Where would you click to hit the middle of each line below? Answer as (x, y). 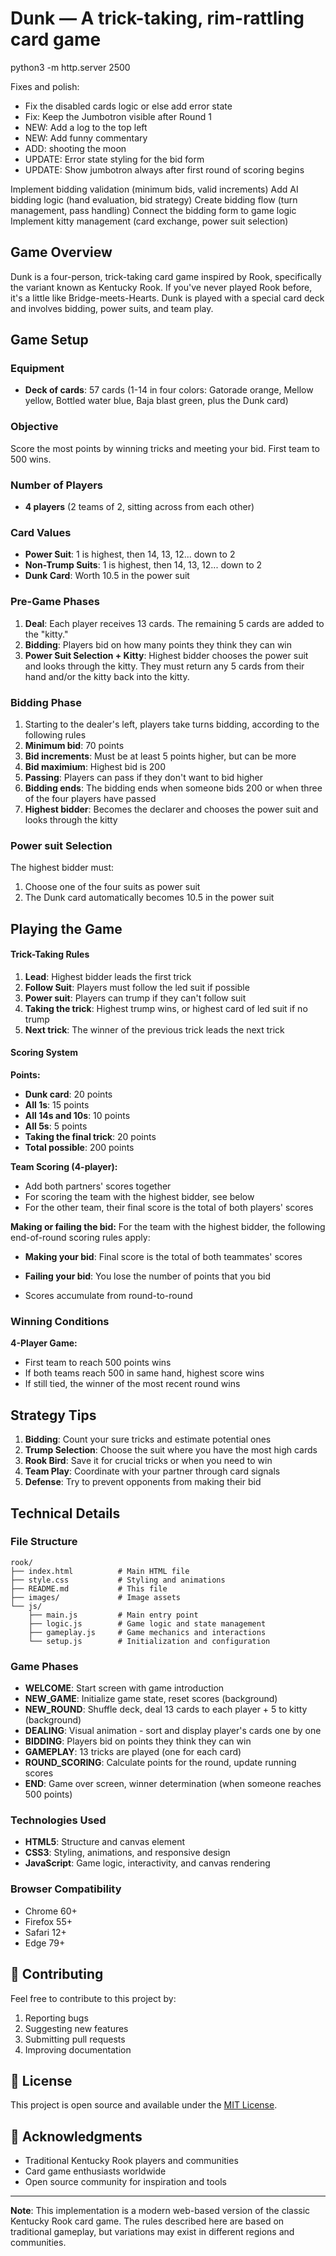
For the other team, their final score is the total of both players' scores (169, 1208)
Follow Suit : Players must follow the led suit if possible (137, 987)
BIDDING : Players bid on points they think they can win (138, 1741)
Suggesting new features (76, 2028)
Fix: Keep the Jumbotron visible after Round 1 (118, 116)
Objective (34, 427)
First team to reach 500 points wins (98, 1363)
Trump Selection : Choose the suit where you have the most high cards (171, 1450)
